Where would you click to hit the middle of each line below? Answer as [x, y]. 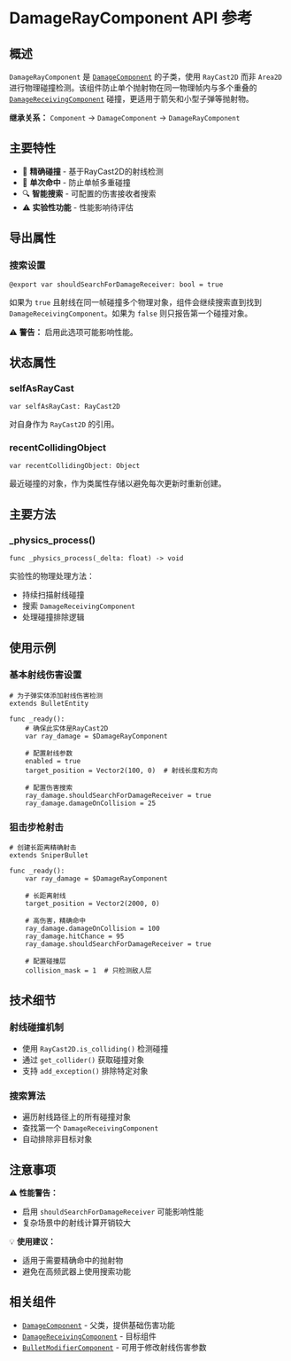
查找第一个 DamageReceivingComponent [90, 1128]
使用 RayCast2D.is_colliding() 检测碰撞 [95, 1048]
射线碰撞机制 [37, 1028]
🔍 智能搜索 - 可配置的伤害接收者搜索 [89, 193]
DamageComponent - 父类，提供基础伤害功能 [98, 1325]
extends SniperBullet [49, 856]
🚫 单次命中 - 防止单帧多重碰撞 [76, 182]
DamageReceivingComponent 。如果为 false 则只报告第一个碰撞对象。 [131, 313]
